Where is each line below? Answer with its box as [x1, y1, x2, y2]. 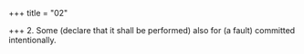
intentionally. [8, 35, 57, 45]
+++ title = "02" [8, 8, 68, 18]
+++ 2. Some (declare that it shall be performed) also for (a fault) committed [8, 25, 296, 35]
